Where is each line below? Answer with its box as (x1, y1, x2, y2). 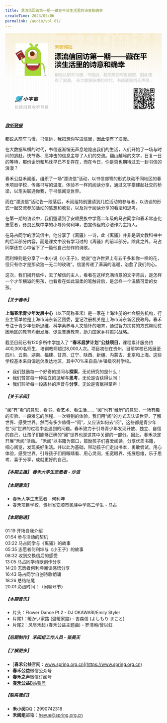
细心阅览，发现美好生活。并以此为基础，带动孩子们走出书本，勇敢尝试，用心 (5, 444, 162, 450)
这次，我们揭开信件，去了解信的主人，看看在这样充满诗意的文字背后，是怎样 (5, 272, 162, 278)
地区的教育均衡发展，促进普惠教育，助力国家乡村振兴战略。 (9, 329, 132, 335)
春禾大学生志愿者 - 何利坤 (12, 496, 66, 502)
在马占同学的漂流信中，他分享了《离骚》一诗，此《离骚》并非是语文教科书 (5, 232, 158, 238)
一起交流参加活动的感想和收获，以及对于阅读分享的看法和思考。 (9, 205, 140, 211)
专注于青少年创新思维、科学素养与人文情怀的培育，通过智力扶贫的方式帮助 (5, 323, 158, 329)
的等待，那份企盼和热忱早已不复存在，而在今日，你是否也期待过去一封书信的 (5, 159, 162, 165)
